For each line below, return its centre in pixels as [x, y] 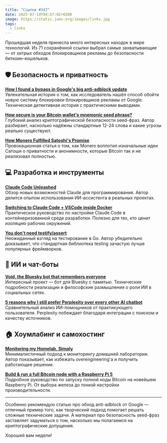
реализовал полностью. [31, 156]
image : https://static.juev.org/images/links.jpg [58, 19]
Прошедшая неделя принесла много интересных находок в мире [75, 42]
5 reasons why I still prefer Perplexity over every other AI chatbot [74, 302]
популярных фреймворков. [34, 249]
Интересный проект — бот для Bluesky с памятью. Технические [73, 282]
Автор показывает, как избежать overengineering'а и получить [72, 359]
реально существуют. [28, 131]
